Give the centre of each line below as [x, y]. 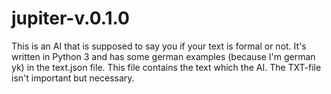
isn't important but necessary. [73, 78]
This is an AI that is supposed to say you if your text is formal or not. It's [159, 46]
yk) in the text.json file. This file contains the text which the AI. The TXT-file [166, 67]
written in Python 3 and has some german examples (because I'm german [163, 56]
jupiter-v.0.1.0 [70, 18]
